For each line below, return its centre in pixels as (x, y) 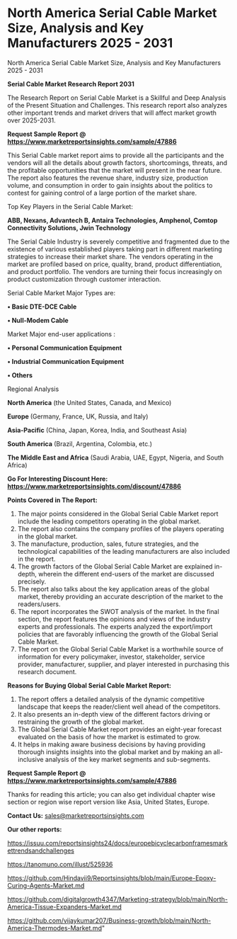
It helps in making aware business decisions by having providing (111, 744)
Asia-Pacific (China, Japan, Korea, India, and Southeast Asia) (97, 430)
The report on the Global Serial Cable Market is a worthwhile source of (121, 649)
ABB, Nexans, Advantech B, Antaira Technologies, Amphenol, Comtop (112, 220)
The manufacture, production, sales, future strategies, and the (108, 544)
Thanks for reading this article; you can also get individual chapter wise (111, 794)
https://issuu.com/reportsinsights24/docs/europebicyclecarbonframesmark (118, 843)
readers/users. (39, 604)
